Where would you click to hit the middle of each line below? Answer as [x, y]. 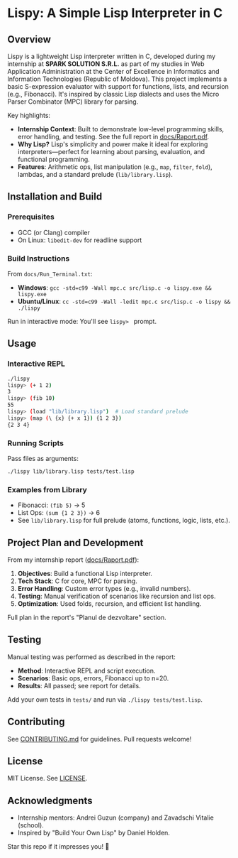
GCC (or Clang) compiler [54, 232]
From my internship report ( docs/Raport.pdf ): [73, 560]
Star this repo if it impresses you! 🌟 [58, 847]
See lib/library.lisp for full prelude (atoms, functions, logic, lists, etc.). [124, 521]
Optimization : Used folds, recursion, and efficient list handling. [109, 603]
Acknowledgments [50, 800]
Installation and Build [55, 197]
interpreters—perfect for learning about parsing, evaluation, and [111, 152]
